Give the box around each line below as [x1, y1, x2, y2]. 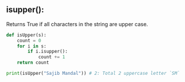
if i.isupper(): [27, 49, 68, 55]
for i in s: [17, 43, 47, 49]
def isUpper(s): [6, 32, 47, 38]
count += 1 [38, 54, 66, 60]
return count [17, 59, 50, 66]
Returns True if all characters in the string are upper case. [6, 20, 148, 27]
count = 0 [17, 37, 42, 43]
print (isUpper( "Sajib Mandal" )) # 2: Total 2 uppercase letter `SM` [6, 71, 180, 77]
